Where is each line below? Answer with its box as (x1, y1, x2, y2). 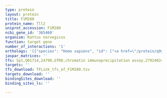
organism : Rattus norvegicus (5, 35, 66, 40)
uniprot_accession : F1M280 (5, 26, 61, 31)
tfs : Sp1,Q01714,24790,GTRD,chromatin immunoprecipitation (5, 58, 130, 63)
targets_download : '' (5, 72, 50, 77)
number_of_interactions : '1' (5, 44, 66, 49)
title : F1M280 (5, 16, 35, 21)
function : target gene (5, 40, 52, 45)
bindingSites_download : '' (5, 76, 61, 81)
